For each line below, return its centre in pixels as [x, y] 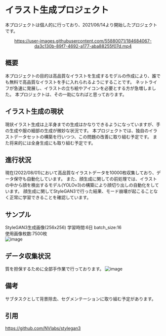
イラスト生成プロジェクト [57, 10]
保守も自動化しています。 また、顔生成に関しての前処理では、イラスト [85, 179]
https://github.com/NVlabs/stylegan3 [43, 328]
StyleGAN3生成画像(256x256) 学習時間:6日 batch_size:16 [63, 228]
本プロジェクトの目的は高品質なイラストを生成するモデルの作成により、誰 [81, 76]
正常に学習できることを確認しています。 [50, 197]
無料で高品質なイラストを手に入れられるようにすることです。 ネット [79, 82]
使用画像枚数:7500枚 [26, 234]
